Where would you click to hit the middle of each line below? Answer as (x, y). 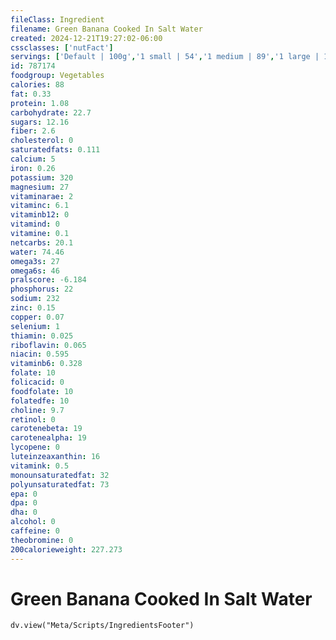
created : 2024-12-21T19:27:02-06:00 (86, 38)
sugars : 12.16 (40, 122)
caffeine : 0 (35, 531)
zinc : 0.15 (33, 308)
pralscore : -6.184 (48, 280)
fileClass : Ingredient (57, 19)
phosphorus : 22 (42, 289)
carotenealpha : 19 (48, 438)
